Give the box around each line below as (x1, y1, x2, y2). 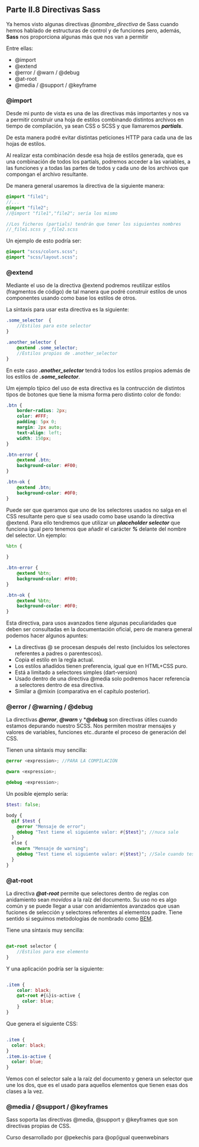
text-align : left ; (17, 430, 62, 436)
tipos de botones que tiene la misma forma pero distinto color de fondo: (6, 390, 181, 398)
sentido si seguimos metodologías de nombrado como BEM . (6, 915, 153, 922)
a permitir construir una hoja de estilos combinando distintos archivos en (6, 116, 184, 124)
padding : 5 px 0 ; (17, 419, 57, 425)
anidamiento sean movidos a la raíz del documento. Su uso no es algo (6, 896, 177, 903)
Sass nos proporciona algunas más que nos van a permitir (6, 33, 149, 40)
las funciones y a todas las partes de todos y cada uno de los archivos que (6, 165, 189, 172)
